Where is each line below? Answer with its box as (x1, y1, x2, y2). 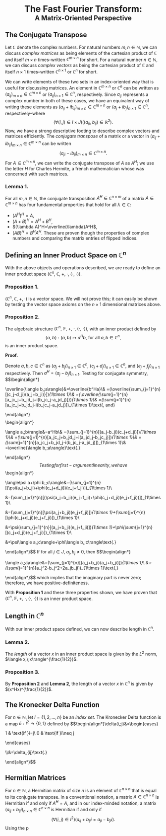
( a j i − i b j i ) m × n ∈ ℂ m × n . (59, 150, 108, 157)
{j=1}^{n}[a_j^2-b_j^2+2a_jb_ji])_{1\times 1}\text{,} (17, 565, 119, 571)
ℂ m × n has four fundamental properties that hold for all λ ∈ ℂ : (5, 201, 131, 208)
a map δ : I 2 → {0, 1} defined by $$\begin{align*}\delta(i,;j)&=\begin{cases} (5, 720, 159, 727)
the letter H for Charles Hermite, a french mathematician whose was (5, 165, 145, 171)
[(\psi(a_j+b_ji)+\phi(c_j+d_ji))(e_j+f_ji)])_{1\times (5, 485, 106, 491)
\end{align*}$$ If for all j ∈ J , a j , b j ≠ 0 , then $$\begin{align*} (5, 549, 131, 556)
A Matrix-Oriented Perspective (34, 14, 132, 22)
